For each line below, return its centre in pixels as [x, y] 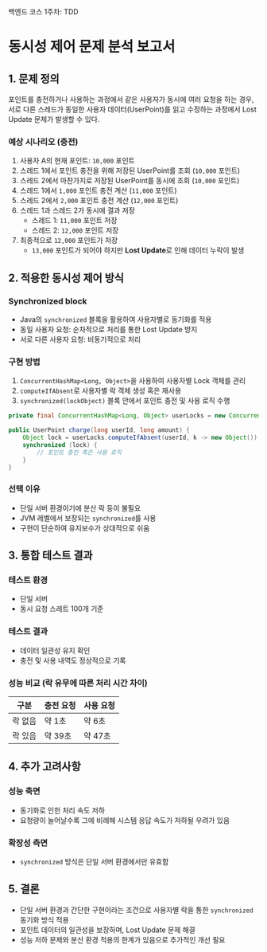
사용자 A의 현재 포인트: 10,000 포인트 [77, 161]
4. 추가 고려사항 [44, 767]
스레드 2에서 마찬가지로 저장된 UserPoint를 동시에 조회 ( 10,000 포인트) [130, 181]
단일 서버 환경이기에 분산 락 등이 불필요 [80, 507]
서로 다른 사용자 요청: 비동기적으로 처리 [80, 339]
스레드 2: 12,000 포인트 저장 [75, 230]
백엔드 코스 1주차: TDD [43, 12]
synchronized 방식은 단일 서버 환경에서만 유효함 [94, 861]
